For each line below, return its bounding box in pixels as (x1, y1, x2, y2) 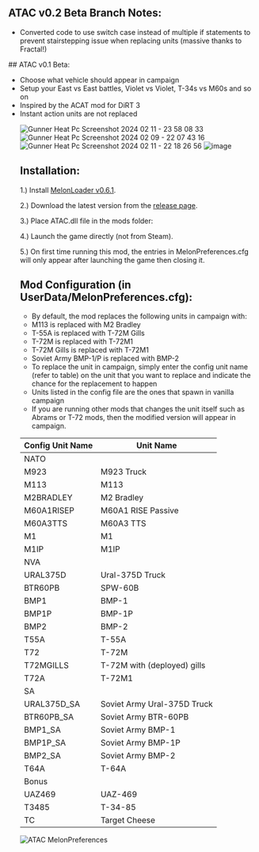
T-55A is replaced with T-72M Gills (31, 329, 145, 338)
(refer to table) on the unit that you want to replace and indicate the (31, 371, 251, 380)
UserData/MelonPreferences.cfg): (19, 291, 192, 304)
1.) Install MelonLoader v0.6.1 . (19, 185, 116, 195)
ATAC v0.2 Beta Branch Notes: (8, 6, 162, 20)
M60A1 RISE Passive (100, 505, 180, 516)
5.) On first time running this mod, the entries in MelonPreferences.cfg (19, 246, 249, 256)
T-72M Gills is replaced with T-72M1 (31, 345, 149, 355)
